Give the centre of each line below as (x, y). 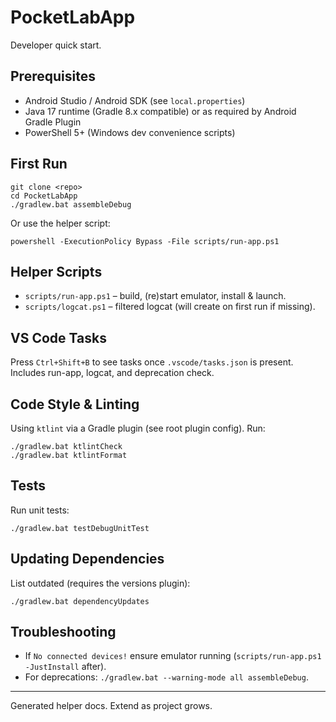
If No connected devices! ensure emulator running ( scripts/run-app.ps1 (173, 656)
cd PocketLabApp (44, 196)
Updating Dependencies (87, 559)
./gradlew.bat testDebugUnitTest (80, 528)
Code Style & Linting (75, 404)
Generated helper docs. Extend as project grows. (111, 706)
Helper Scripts (56, 271)
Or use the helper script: (60, 223)
